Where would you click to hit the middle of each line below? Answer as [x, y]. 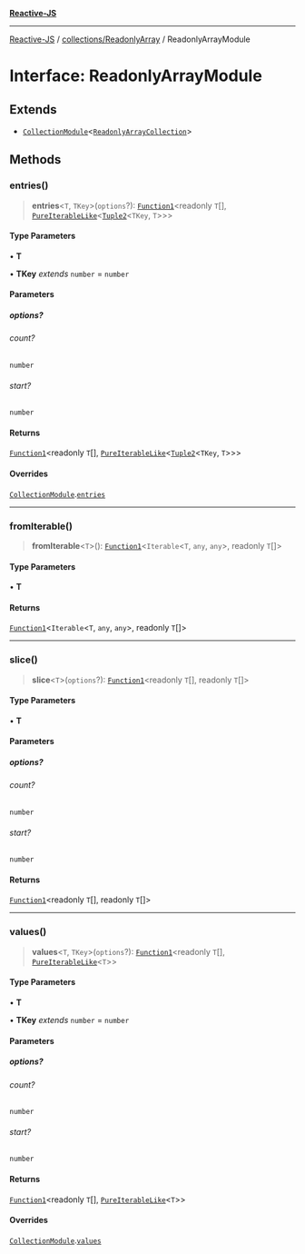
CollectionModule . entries [58, 493]
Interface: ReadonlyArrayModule [136, 76]
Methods [35, 159]
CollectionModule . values [55, 1240]
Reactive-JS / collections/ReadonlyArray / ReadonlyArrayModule [130, 39]
